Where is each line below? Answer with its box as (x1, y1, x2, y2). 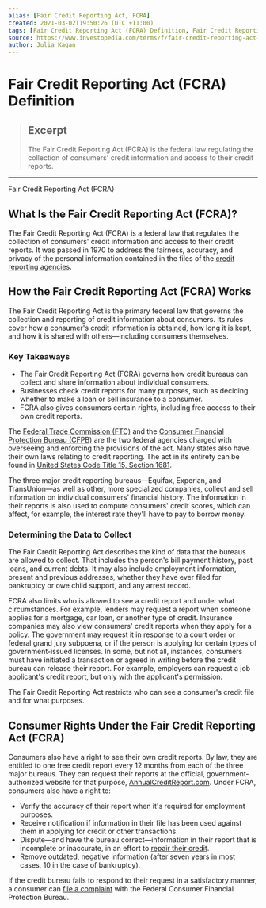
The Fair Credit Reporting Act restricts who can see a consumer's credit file (8, 688, 255, 697)
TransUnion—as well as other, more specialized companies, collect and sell (8, 485, 254, 494)
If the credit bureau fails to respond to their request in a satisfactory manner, (8, 875, 257, 885)
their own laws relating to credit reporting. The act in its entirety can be (8, 452, 240, 462)
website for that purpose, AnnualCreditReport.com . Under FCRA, (44, 778, 256, 787)
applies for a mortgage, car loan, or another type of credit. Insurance (8, 613, 233, 623)
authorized (8, 778, 44, 787)
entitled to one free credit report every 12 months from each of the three (8, 760, 244, 770)
